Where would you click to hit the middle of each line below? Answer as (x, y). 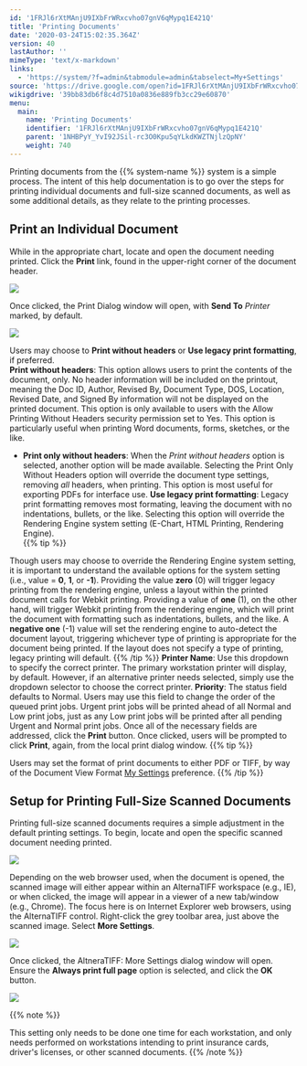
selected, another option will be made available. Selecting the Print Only (158, 465)
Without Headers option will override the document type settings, (146, 474)
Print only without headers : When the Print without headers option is (153, 455)
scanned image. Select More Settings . (82, 926)
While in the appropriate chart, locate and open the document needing (142, 251)
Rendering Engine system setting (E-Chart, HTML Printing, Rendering (153, 523)
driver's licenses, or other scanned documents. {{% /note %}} (127, 1052)
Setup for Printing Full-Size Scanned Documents (150, 801)
